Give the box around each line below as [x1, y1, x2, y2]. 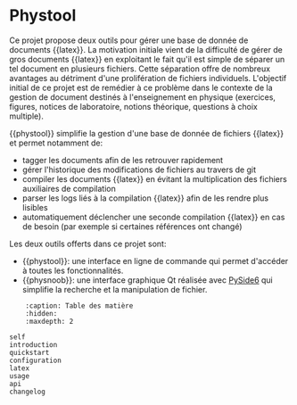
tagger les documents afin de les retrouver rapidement [21, 154, 224, 165]
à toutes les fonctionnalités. [21, 265, 124, 276]
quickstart [9, 348, 50, 357]
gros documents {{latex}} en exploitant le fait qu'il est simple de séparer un [9, 54, 285, 64]
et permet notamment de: [9, 137, 103, 148]
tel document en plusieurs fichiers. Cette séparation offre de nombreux [9, 63, 270, 74]
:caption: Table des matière [25, 301, 134, 310]
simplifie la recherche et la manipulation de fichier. [21, 284, 208, 294]
